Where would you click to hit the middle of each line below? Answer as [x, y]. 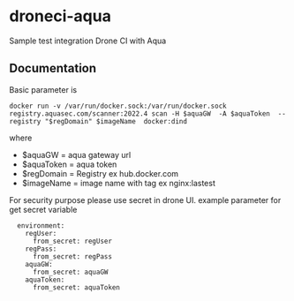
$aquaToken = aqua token [69, 164]
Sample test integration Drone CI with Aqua [88, 41]
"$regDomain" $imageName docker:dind [116, 121]
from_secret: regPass [72, 256]
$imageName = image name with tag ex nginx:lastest [119, 183]
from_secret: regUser [72, 241]
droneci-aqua [60, 16]
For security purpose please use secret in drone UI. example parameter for [145, 199]
